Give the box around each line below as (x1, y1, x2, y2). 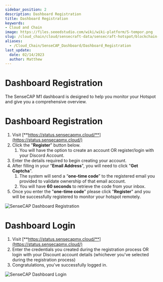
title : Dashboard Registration (5, 16, 68, 21)
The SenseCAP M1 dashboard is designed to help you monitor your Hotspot (5, 94, 156, 100)
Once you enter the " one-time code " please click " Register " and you (12, 189, 151, 195)
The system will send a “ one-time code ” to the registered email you (19, 173, 155, 179)
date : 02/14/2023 (9, 52, 45, 57)
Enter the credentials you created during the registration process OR (12, 247, 149, 252)
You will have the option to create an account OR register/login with (19, 148, 154, 153)
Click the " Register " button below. (12, 142, 81, 148)
